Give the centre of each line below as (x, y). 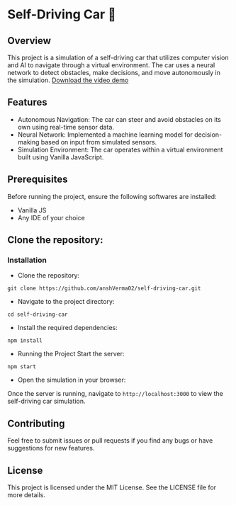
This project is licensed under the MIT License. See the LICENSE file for (112, 487)
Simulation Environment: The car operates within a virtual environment (120, 149)
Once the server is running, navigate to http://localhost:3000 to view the (115, 394)
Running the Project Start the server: (71, 354)
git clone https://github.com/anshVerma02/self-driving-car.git (104, 289)
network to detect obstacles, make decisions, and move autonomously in (114, 73)
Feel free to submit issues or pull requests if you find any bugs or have (110, 441)
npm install (25, 341)
